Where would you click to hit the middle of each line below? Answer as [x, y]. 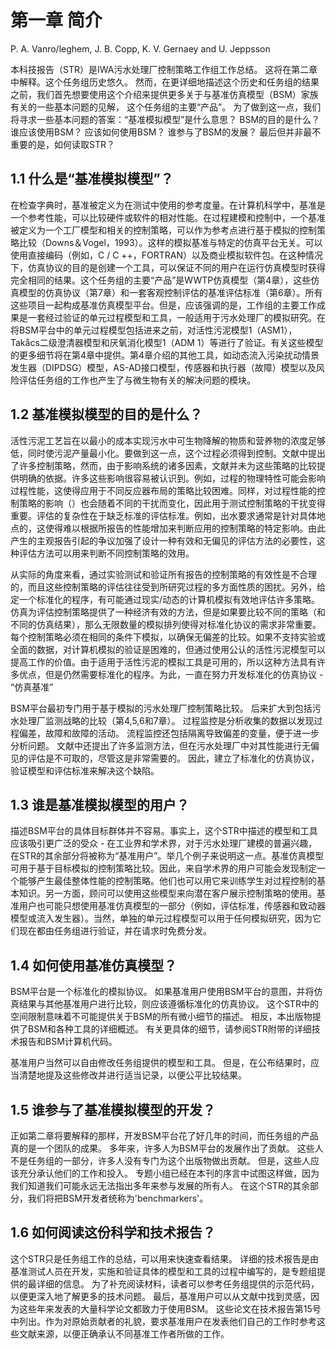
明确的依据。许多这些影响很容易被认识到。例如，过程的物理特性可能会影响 [172, 478]
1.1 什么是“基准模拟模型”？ [92, 179]
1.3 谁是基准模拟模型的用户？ [100, 804]
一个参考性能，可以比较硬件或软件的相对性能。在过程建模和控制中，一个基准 [168, 217]
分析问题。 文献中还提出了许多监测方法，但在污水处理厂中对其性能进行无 [160, 745]
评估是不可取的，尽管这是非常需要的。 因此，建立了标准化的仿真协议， [173, 758]
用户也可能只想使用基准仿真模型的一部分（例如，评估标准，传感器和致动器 [172, 906]
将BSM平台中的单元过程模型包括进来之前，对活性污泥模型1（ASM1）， [154, 330]
